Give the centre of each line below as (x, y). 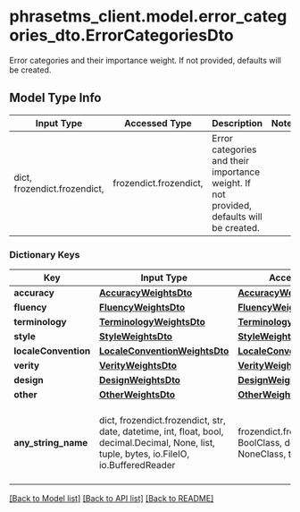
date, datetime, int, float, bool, (161, 431)
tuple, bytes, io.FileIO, (144, 454)
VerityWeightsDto (137, 366)
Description (237, 123)
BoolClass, (260, 443)
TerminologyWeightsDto (152, 322)
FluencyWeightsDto (142, 308)
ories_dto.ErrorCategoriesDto (121, 35)
